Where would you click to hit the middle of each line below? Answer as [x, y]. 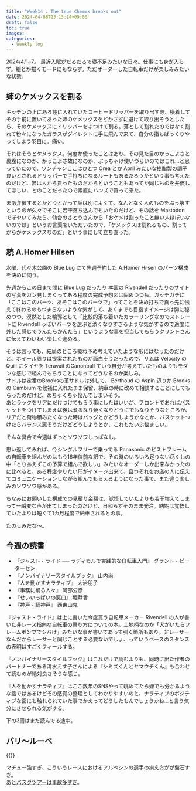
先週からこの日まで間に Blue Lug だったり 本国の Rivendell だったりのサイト [98, 287]
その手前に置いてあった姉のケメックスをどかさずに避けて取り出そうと [90, 119]
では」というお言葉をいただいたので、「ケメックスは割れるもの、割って [102, 225]
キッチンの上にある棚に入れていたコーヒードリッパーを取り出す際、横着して [98, 111]
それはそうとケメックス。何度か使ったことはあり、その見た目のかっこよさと [98, 154]
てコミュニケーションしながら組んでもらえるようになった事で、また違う [93, 478]
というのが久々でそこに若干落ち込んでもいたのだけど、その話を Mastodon [96, 210]
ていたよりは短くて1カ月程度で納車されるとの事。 [66, 513]
